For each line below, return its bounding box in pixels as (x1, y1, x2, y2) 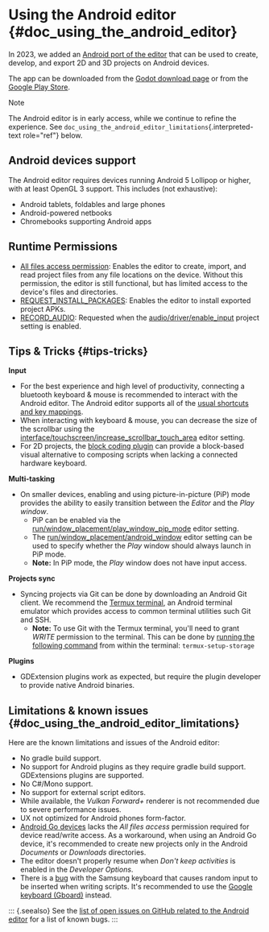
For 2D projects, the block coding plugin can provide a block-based (19, 441, 244, 451)
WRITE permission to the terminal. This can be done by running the (31, 632, 255, 642)
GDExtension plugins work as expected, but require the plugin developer (19, 672, 262, 681)
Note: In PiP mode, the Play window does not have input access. (31, 558, 247, 568)
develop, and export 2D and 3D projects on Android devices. (8, 58, 209, 68)
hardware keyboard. (19, 458, 87, 468)
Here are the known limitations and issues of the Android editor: (8, 738, 220, 748)
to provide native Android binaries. (19, 681, 135, 690)
